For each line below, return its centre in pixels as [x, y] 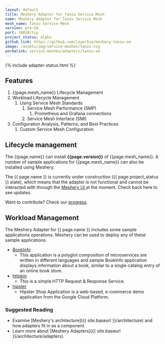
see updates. [18, 193]
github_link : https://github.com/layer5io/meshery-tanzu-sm [68, 42]
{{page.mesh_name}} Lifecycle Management [58, 92]
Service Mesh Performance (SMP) [62, 108]
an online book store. [41, 270]
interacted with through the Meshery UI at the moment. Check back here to [81, 187]
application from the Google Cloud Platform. [64, 297]
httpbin [19, 276]
